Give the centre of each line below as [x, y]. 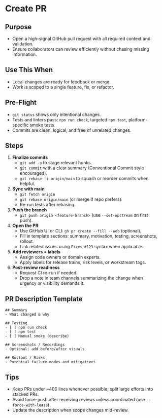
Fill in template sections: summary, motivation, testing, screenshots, [88, 236]
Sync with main [28, 189]
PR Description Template [44, 299]
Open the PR [25, 226]
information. [24, 54]
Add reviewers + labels [36, 252]
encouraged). [33, 173]
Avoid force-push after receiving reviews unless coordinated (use [79, 400]
